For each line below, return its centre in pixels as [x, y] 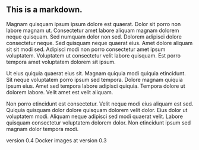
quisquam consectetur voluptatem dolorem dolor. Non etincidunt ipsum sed [99, 122]
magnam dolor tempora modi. [42, 129]
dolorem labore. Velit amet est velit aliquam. [60, 92]
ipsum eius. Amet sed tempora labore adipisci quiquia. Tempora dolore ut [96, 86]
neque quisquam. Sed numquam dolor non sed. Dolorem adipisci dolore [94, 36]
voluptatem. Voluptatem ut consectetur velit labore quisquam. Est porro [94, 55]
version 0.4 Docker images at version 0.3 [56, 140]
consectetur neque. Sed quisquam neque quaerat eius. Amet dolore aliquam [99, 43]
